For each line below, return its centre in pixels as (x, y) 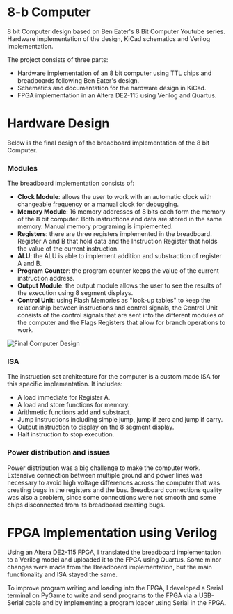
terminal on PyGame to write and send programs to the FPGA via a (102, 595)
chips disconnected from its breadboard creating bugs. (86, 505)
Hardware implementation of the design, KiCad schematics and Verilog (109, 38)
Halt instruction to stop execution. (66, 434)
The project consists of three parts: (58, 59)
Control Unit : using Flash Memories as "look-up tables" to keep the (114, 301)
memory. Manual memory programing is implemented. (95, 226)
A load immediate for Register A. (64, 397)
